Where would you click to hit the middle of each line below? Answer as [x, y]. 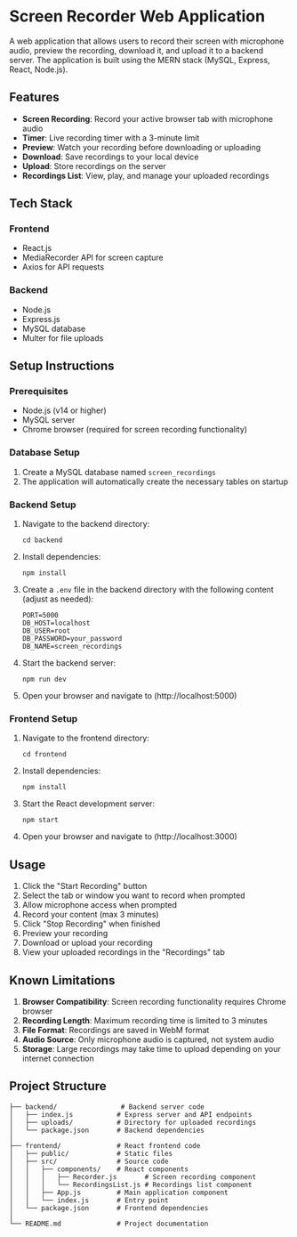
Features [34, 97]
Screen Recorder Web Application [137, 16]
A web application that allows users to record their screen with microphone [147, 41]
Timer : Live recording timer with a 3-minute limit [111, 137]
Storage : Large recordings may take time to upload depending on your [152, 1048]
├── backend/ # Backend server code [107, 1107]
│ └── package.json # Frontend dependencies [109, 1208]
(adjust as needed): [58, 599]
